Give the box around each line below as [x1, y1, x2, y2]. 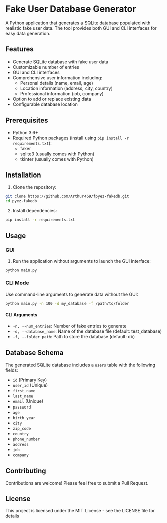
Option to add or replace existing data [12, 96, 92, 102]
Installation [5, 170, 41, 179]
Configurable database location [12, 101, 78, 107]
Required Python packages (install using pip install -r [12, 135, 129, 141]
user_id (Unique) [12, 382, 48, 388]
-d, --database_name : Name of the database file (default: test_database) [12, 328, 162, 334]
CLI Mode [5, 279, 29, 286]
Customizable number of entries [12, 64, 79, 70]
